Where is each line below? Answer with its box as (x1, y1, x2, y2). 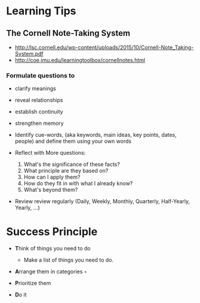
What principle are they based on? (23, 167, 109, 175)
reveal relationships (14, 97, 63, 104)
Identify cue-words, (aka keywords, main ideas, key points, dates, (14, 131, 177, 139)
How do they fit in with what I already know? (23, 180, 133, 187)
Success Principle (6, 225, 98, 238)
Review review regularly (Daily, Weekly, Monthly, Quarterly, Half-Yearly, (14, 198, 190, 205)
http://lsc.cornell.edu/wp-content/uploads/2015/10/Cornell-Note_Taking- (14, 44, 194, 51)
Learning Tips (6, 4, 76, 18)
